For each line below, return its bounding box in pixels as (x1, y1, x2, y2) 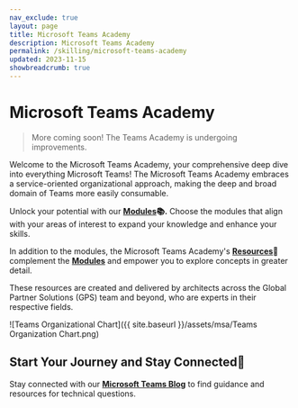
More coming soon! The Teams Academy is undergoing (31, 131, 238, 142)
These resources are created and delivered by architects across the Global (9, 282, 286, 293)
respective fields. (9, 301, 74, 312)
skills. (9, 228, 31, 239)
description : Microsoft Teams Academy (9, 38, 155, 48)
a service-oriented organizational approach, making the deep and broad (9, 177, 277, 189)
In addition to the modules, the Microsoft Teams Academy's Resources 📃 (9, 245, 279, 257)
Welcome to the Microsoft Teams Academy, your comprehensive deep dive (9, 159, 289, 169)
